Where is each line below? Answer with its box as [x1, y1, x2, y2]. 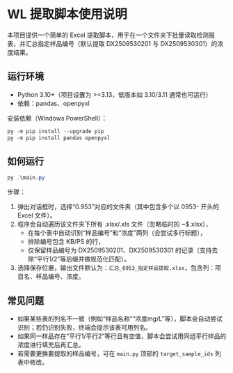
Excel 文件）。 [17, 211, 57, 220]
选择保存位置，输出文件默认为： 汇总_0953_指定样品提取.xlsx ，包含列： [17, 264, 216, 272]
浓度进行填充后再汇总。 [17, 341, 85, 349]
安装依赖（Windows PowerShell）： [7, 114, 108, 122]
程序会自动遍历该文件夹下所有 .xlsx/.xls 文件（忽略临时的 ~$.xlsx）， [17, 220, 212, 229]
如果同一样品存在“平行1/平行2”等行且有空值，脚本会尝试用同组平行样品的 [17, 332, 227, 340]
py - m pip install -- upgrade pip [7, 128, 104, 135]
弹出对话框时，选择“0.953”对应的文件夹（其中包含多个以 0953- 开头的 [17, 203, 219, 211]
